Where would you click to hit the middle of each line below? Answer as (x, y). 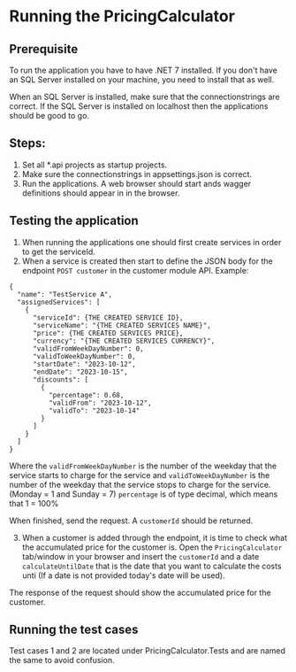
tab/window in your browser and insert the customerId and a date (140, 556)
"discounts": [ (61, 379)
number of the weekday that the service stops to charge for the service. (140, 484)
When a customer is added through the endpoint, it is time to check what (155, 537)
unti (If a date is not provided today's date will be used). (123, 575)
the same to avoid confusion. (62, 660)
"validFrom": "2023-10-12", (100, 403)
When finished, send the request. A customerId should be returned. (131, 521)
